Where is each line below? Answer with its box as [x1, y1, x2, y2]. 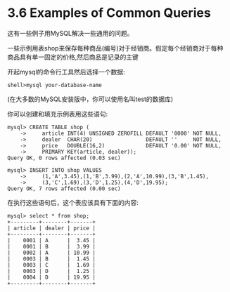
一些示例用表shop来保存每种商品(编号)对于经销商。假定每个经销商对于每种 [7, 44, 224, 52]
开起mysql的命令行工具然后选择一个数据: [7, 67, 125, 76]
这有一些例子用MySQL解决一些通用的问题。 [7, 29, 134, 37]
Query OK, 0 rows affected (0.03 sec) [7, 154, 121, 161]
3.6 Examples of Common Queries [7, 5, 211, 21]
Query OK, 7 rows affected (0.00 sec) [7, 185, 121, 192]
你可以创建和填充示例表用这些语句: [7, 109, 108, 118]
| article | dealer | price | [7, 225, 96, 232]
